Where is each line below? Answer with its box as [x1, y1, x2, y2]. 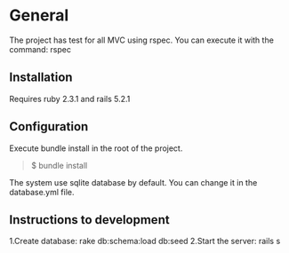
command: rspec [9, 43, 71, 54]
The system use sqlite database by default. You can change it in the [9, 177, 258, 187]
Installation [9, 70, 73, 85]
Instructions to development [9, 212, 171, 227]
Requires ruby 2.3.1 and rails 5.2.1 [9, 93, 131, 104]
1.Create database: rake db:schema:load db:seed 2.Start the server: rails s [9, 236, 281, 247]
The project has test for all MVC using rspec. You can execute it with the [9, 35, 274, 45]
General [9, 5, 69, 26]
